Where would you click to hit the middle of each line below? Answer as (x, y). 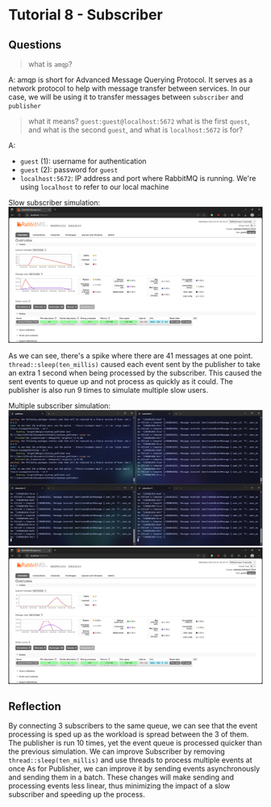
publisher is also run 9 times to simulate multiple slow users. (108, 391)
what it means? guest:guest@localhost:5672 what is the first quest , (139, 121)
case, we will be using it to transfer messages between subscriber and (126, 97)
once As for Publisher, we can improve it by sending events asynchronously (134, 769)
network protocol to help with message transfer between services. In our (129, 88)
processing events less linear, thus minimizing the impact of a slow (119, 786)
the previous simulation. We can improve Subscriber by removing (117, 752)
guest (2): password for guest (69, 170)
